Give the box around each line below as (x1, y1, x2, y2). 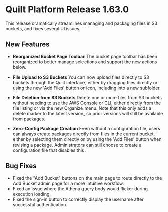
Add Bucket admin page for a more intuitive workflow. (12, 180, 124, 186)
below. (12, 64, 27, 70)
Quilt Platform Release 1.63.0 (5, 4, 129, 15)
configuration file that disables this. (12, 147, 86, 153)
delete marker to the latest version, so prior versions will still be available (12, 110, 163, 116)
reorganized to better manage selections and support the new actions (12, 59, 157, 65)
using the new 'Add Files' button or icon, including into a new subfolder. (12, 85, 161, 91)
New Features (5, 40, 50, 49)
